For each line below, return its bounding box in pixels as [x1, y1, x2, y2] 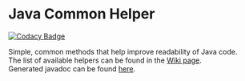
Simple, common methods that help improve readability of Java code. [8, 47, 238, 56]
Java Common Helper [8, 5, 155, 23]
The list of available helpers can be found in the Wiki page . [8, 55, 203, 65]
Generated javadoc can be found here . [8, 63, 136, 73]
